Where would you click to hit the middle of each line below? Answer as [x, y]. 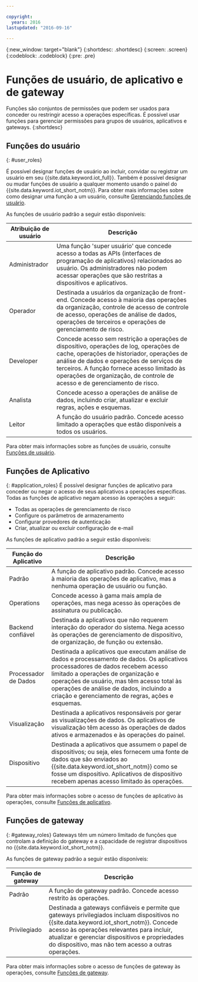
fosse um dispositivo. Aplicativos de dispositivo [117, 774]
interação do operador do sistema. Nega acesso [118, 627]
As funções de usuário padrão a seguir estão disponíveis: [76, 214]
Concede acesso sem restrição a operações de [122, 339]
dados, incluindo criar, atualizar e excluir [112, 400]
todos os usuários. [82, 432]
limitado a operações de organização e [105, 674]
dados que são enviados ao [89, 759]
